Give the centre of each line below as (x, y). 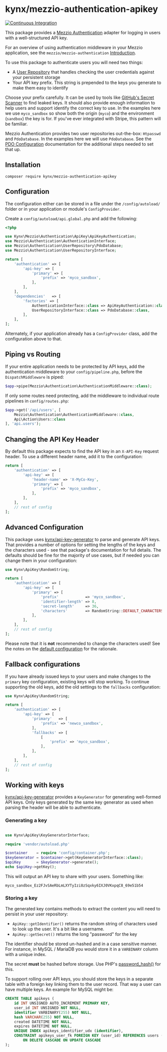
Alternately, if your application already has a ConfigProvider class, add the (81, 333)
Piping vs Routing (33, 355)
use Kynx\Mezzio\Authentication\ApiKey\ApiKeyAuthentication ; (71, 237)
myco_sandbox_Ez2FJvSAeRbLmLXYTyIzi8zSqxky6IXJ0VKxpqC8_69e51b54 (74, 886)
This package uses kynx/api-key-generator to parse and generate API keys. (83, 539)
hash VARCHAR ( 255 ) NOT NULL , (44, 1017)
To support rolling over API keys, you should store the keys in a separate (79, 979)
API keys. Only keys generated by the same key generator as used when (79, 802)
